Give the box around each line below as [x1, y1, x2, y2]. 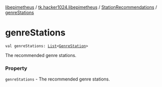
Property [5, 64, 27, 71]
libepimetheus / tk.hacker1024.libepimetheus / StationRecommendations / [5, 4, 157, 10]
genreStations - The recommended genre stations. [5, 76, 110, 82]
